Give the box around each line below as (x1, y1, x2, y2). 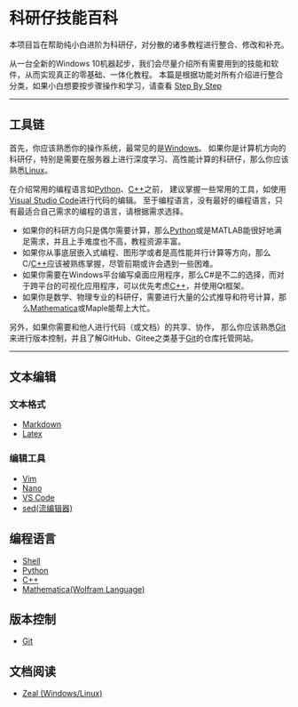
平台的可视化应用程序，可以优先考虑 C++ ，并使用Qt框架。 (37, 280, 249, 291)
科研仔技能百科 (9, 8, 119, 28)
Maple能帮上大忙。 (85, 302, 155, 313)
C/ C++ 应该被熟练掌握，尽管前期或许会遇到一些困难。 (21, 258, 218, 269)
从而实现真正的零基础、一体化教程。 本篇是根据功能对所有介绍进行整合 (24, 68, 284, 80)
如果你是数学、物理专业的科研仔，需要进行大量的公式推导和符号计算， (21, 291, 279, 302)
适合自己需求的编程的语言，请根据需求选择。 (24, 205, 188, 216)
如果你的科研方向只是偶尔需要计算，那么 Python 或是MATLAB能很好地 (21, 224, 275, 236)
